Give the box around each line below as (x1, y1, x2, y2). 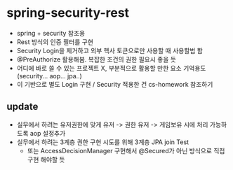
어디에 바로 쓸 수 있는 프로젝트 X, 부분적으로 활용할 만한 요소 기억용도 (16, 64, 206, 72)
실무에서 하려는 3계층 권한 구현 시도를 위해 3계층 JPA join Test (16, 138, 189, 146)
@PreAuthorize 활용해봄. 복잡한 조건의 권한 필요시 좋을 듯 (16, 55, 177, 64)
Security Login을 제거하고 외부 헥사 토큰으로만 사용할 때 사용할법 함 (16, 46, 203, 55)
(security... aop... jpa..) (16, 71, 82, 80)
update (6, 101, 39, 113)
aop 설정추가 (29, 129, 66, 137)
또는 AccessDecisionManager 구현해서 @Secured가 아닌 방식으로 (27, 146, 212, 155)
